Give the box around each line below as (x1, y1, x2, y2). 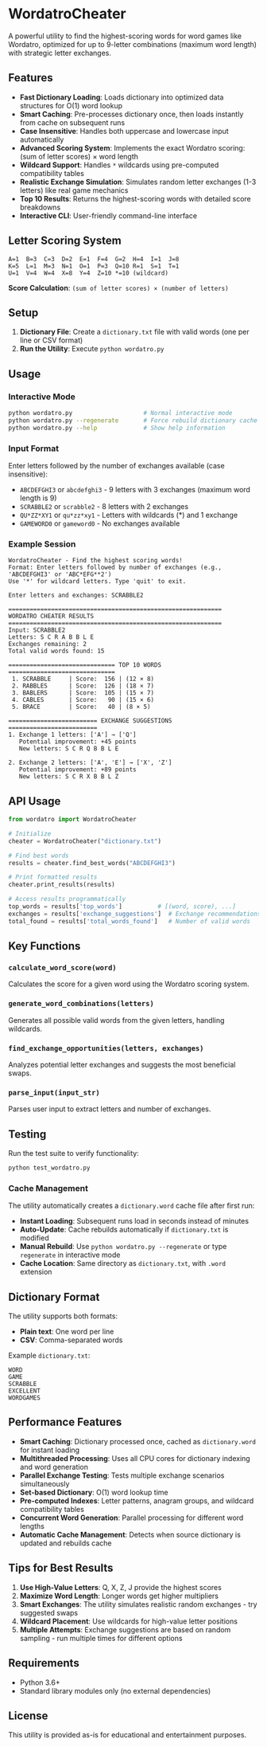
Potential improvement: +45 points (18, 738, 137, 746)
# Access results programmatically (8, 895, 126, 903)
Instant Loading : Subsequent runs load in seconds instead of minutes (19, 1216, 249, 1226)
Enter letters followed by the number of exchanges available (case (8, 460, 225, 470)
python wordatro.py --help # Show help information (8, 424, 226, 432)
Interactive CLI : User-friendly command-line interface (19, 210, 197, 220)
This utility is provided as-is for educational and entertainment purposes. (8, 1730, 247, 1740)
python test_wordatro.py (8, 1164, 91, 1172)
